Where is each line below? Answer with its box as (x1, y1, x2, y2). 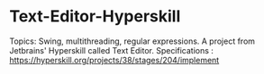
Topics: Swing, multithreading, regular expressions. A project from (9, 36, 255, 46)
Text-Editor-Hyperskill (9, 6, 181, 27)
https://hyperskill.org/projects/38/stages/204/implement (9, 54, 220, 65)
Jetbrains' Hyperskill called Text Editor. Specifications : (9, 45, 214, 55)
